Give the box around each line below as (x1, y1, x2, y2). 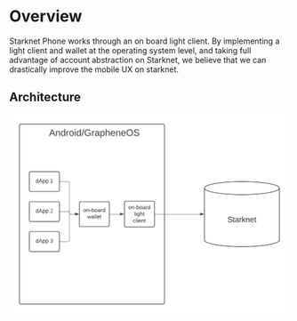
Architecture (9, 90, 82, 105)
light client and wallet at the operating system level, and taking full (9, 44, 252, 55)
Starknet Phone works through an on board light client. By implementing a (9, 36, 280, 46)
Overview (9, 6, 83, 27)
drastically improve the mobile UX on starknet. (9, 64, 180, 75)
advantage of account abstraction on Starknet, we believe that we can (9, 54, 267, 65)
